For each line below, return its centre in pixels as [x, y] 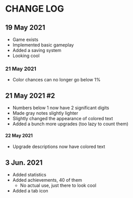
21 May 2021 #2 [30, 96]
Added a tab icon [30, 191]
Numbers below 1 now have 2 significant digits [61, 108]
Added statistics [29, 175]
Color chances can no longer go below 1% [56, 80]
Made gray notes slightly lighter [45, 113]
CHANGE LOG [35, 9]
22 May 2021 [19, 135]
